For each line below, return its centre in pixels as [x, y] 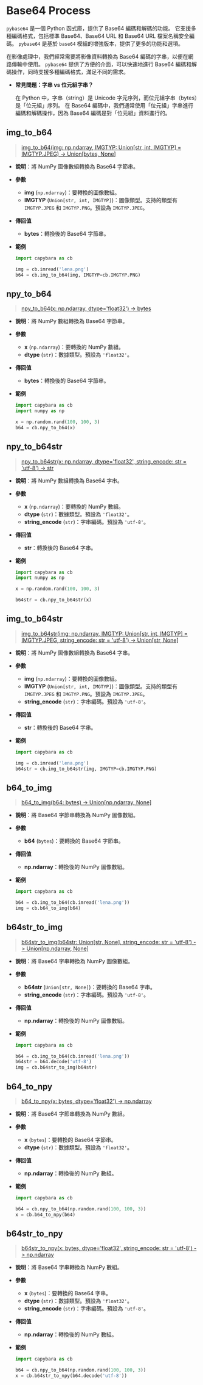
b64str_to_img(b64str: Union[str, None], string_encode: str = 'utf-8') [107, 942]
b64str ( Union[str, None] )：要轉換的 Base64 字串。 [90, 987]
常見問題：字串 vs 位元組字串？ [54, 85]
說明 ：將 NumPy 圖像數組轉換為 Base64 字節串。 [77, 166]
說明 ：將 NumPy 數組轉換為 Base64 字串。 [69, 481]
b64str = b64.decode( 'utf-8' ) [53, 1062]
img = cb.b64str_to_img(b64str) [56, 1067]
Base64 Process [49, 11]
